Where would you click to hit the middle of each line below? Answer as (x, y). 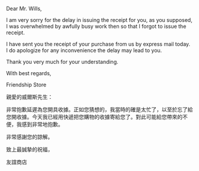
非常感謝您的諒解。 (30, 137)
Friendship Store (26, 85)
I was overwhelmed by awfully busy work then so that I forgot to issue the (96, 26)
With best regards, (29, 73)
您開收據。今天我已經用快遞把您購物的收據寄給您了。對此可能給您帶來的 (94, 117)
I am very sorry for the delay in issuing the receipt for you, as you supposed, (99, 20)
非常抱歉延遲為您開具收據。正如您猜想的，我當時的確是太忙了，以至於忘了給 (99, 109)
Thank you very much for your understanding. (62, 62)
